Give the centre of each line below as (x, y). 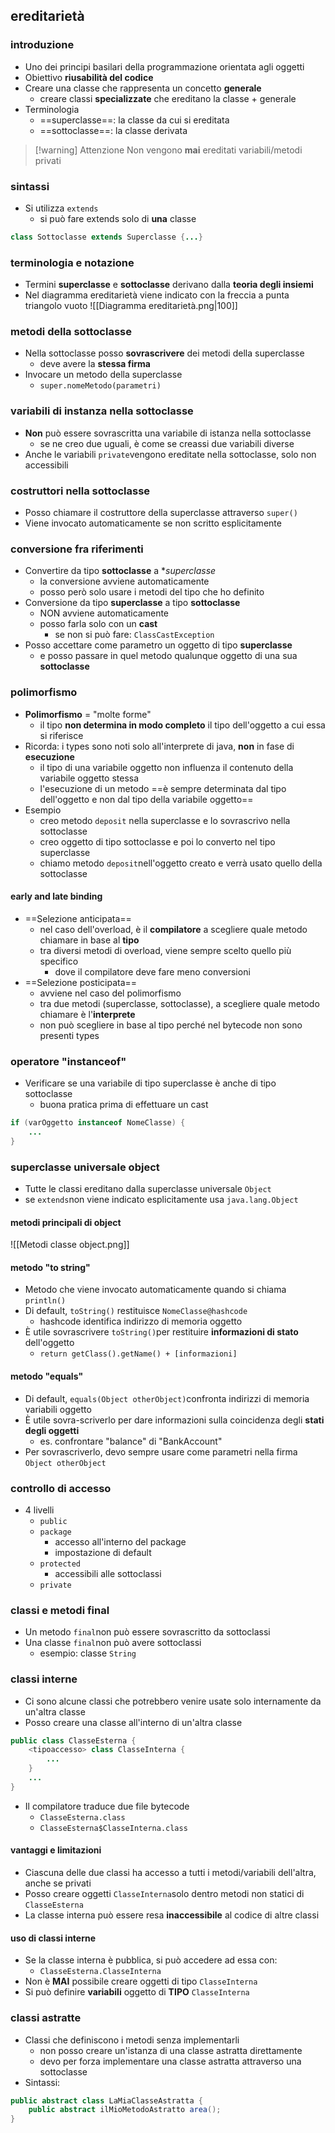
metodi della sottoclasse (71, 332)
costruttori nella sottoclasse (80, 491)
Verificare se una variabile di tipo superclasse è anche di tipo (150, 1083)
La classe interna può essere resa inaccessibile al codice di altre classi (172, 1915)
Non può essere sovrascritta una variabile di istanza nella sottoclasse (168, 433)
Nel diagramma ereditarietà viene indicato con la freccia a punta (157, 295)
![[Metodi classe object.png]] (70, 1245)
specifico (59, 961)
